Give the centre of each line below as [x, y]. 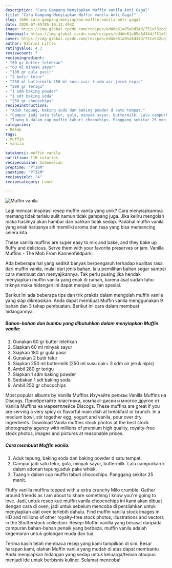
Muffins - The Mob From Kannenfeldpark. [49, 253]
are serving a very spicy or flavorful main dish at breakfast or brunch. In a [83, 412]
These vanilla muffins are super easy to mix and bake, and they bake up [81, 242]
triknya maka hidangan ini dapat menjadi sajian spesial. [63, 285]
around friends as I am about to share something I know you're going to [81, 496]
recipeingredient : [25, 58]
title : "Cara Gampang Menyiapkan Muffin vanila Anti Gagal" [71, 15]
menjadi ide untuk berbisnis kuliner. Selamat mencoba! [63, 560]
